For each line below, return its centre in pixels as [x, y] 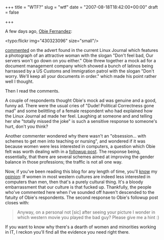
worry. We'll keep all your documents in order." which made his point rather [81, 76]
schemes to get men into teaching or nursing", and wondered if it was [75, 141]
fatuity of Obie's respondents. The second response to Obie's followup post [82, 197]
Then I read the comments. [32, 91]
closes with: [17, 203]
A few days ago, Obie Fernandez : [39, 31]
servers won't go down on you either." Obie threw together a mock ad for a [81, 60]
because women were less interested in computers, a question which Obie [80, 146]
